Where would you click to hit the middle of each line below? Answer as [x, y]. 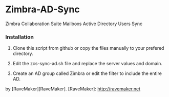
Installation [20, 37]
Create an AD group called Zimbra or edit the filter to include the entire [87, 73]
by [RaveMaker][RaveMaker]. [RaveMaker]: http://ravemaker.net [73, 89]
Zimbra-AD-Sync [43, 9]
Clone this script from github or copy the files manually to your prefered [88, 48]
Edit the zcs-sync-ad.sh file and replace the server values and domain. [88, 64]
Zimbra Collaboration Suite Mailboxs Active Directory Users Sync [74, 24]
